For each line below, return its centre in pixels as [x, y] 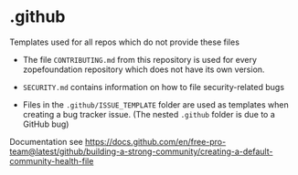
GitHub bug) [46, 124]
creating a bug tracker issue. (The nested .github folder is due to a [149, 114]
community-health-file [52, 160]
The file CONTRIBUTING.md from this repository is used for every [140, 59]
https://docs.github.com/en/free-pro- [156, 141]
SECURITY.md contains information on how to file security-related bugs [154, 87]
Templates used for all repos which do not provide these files [125, 42]
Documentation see [47, 141]
